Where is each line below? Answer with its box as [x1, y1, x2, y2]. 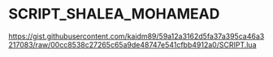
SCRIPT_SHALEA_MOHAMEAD [8, 5, 220, 23]
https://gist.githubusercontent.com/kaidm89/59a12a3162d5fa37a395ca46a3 [8, 31, 265, 41]
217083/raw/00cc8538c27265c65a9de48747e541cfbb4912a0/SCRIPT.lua [8, 39, 258, 49]
